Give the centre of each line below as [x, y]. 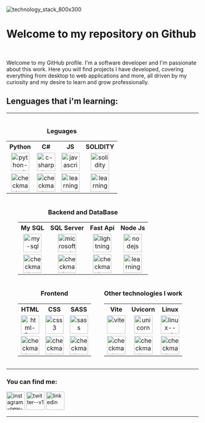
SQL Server [67, 228]
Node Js [133, 228]
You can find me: [32, 382]
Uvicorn [143, 309]
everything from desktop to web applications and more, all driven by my [97, 76]
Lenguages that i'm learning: [62, 101]
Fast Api [102, 228]
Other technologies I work [143, 294]
